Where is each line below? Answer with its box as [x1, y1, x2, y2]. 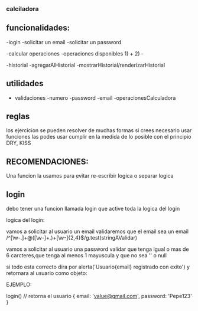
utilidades [6, 78, 44, 89]
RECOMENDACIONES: [6, 156, 89, 166]
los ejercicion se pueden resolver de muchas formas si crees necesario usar [6, 127, 192, 134]
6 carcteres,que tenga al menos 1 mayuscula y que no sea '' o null [6, 251, 167, 258]
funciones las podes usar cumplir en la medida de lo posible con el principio [6, 133, 191, 140]
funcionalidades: [6, 23, 70, 33]
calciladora [6, 5, 39, 13]
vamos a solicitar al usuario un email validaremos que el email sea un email [6, 228, 189, 235]
